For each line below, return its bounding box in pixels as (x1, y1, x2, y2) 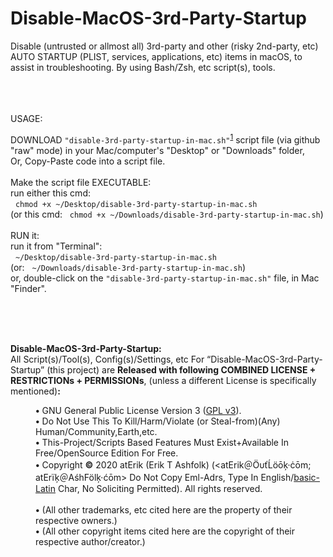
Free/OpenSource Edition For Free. (35, 447, 179, 459)
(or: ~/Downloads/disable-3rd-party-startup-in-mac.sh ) (10, 261, 247, 273)
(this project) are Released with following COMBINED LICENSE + (46, 363, 317, 376)
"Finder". (10, 282, 47, 294)
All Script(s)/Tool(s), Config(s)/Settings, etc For (10, 353, 205, 365)
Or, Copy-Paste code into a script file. (10, 155, 166, 167)
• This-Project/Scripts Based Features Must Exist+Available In (35, 436, 289, 448)
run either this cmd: (10, 187, 91, 199)
